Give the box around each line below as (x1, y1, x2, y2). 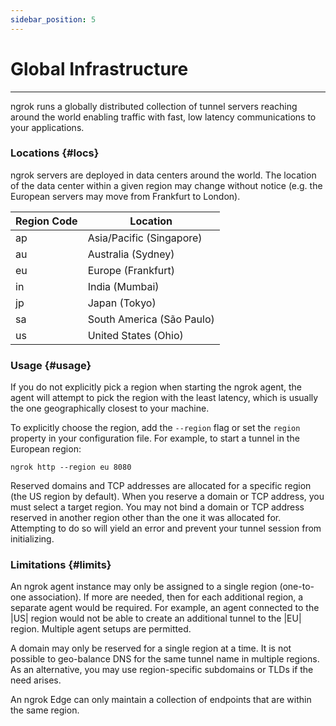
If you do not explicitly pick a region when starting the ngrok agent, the (10, 381, 302, 393)
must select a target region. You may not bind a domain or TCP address (10, 501, 305, 513)
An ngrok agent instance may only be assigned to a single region (10, 581, 278, 593)
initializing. (10, 533, 55, 545)
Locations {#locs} (10, 146, 100, 160)
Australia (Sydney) (87, 247, 175, 261)
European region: (10, 443, 82, 455)
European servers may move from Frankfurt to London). (10, 190, 241, 202)
